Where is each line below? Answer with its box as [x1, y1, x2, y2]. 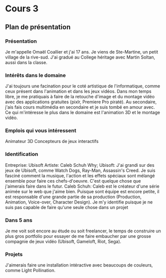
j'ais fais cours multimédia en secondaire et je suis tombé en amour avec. [5, 104, 155, 110]
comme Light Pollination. [5, 268, 55, 274]
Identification [5, 151, 39, 158]
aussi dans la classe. [5, 59, 48, 65]
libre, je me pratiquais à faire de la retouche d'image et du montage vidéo [5, 94, 155, 100]
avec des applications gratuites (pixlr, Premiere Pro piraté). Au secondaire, [5, 99, 157, 105]
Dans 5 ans [5, 216, 33, 223]
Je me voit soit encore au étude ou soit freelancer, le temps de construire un [5, 228, 161, 234]
